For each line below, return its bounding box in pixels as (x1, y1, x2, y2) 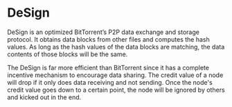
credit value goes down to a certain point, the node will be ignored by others (7, 85, 225, 94)
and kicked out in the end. (7, 92, 82, 101)
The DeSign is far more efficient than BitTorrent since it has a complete (7, 63, 210, 72)
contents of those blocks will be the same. (7, 50, 128, 58)
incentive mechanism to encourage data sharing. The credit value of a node (7, 71, 224, 79)
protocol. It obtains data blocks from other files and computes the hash (7, 35, 210, 43)
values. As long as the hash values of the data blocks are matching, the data (7, 42, 225, 51)
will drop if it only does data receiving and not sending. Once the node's (7, 78, 213, 86)
